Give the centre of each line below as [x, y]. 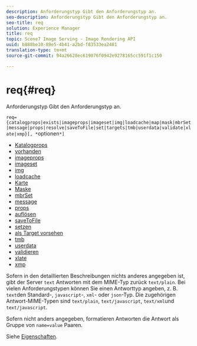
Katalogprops [31, 145]
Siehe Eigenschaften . [32, 336]
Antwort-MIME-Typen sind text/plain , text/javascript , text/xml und [90, 301]
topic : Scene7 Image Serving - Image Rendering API [71, 39]
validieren [27, 251]
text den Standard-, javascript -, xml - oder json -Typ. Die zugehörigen [91, 295]
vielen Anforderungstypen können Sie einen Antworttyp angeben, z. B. [92, 288]
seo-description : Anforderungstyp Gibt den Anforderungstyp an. [87, 17]
